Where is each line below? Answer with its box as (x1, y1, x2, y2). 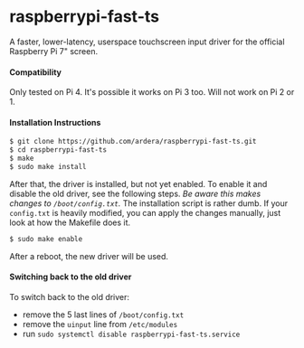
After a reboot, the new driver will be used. (9, 250, 169, 261)
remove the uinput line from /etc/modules (22, 318, 178, 329)
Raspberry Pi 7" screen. (9, 45, 98, 56)
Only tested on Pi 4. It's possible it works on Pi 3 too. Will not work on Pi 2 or (9, 87, 295, 98)
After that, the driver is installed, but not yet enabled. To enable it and (9, 178, 268, 189)
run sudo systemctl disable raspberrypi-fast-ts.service (22, 328, 241, 339)
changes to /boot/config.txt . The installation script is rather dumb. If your (9, 197, 289, 209)
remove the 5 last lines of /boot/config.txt (22, 309, 185, 320)
